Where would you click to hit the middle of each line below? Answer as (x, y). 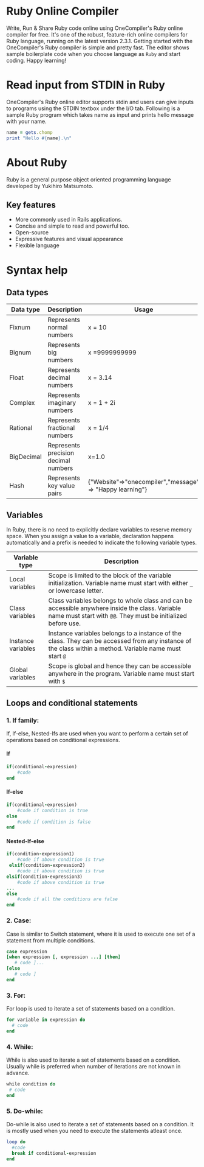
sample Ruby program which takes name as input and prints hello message (100, 114)
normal (58, 328)
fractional (61, 428)
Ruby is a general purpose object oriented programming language (89, 179)
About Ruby (37, 162)
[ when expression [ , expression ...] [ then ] (63, 957)
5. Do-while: (25, 1111)
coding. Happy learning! (36, 60)
